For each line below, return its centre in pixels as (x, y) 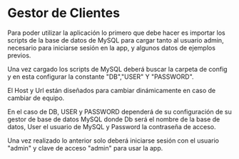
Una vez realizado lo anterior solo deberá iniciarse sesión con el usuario (113, 141)
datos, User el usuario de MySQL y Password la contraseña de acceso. (112, 126)
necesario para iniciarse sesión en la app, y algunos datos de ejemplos (112, 48)
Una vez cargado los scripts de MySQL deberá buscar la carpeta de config (117, 69)
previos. (19, 55)
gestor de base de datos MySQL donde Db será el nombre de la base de (114, 119)
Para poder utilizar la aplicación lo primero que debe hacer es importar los (117, 33)
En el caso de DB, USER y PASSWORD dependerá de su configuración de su (119, 111)
